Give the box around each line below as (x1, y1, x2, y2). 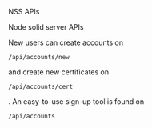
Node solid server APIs (8, 22, 84, 31)
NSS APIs (8, 7, 40, 16)
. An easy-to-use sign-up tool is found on (8, 97, 145, 106)
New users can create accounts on (8, 38, 124, 47)
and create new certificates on (8, 67, 110, 77)
